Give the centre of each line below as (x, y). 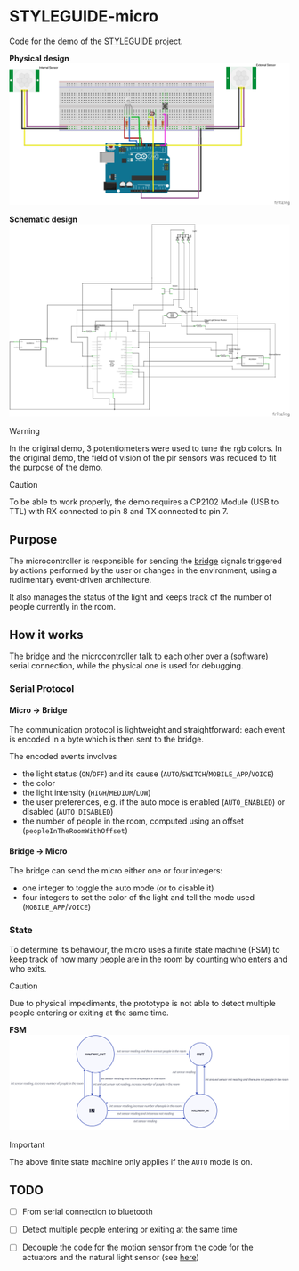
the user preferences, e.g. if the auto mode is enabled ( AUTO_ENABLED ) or (154, 802)
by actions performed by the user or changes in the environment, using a (143, 570)
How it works (46, 635)
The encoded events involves (63, 757)
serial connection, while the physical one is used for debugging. (126, 666)
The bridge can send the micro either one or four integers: (116, 871)
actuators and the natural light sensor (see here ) (111, 1258)
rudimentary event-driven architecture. (81, 580)
